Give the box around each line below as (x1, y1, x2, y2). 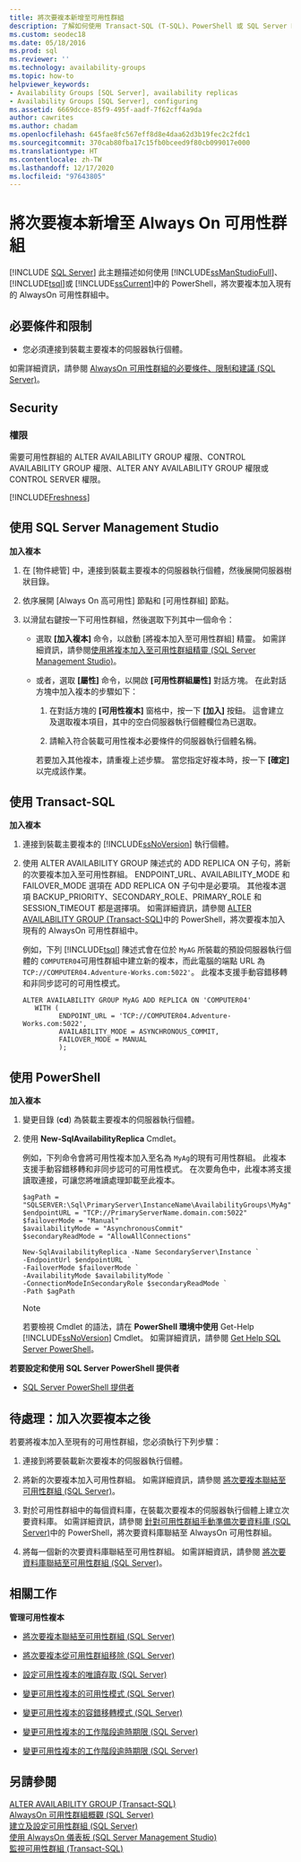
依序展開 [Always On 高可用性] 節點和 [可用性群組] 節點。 (21, 594, 235, 606)
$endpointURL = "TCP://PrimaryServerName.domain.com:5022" (21, 1208, 248, 1217)
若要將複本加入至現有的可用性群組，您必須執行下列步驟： (9, 1436, 221, 1446)
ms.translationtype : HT (9, 146, 99, 155)
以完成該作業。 (35, 765, 91, 777)
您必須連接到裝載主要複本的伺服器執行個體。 (21, 344, 188, 355)
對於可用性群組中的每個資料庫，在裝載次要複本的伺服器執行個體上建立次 (21, 1505, 289, 1515)
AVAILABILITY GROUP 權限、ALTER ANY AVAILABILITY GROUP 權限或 (9, 462, 269, 473)
